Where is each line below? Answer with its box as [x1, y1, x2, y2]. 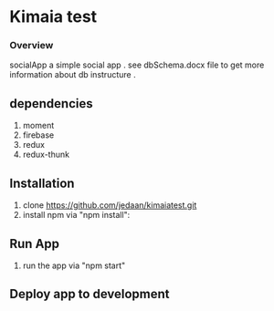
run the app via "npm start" [22, 260, 126, 271]
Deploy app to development [9, 286, 171, 302]
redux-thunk [22, 149, 70, 161]
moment [22, 120, 55, 131]
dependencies [9, 96, 93, 111]
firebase [22, 130, 55, 140]
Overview [9, 39, 54, 52]
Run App [9, 235, 60, 252]
